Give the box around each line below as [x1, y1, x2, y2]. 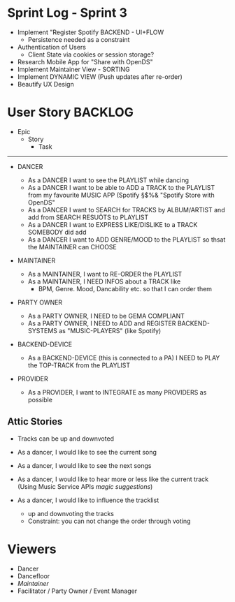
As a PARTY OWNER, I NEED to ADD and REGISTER [27, 319, 176, 328]
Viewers [7, 541, 57, 557]
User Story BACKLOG [7, 105, 134, 120]
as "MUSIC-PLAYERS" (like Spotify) [59, 326, 162, 335]
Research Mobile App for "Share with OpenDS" [17, 57, 153, 66]
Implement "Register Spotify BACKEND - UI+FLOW [17, 28, 164, 36]
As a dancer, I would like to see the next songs [17, 461, 152, 469]
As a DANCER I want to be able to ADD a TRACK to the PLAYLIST [27, 183, 215, 191]
